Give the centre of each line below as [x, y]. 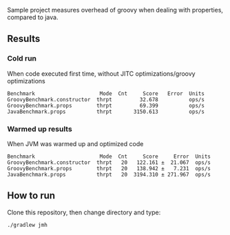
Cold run [22, 59]
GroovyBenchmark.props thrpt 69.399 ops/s [106, 105]
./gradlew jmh [28, 225]
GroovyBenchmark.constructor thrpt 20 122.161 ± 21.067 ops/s [109, 162]
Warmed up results [40, 129]
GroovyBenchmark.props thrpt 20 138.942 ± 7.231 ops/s [109, 168]
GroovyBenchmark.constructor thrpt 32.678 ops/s [106, 99]
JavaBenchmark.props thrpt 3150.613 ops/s [106, 112]
